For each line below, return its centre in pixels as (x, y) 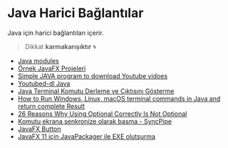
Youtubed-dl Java (44, 83)
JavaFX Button (39, 129)
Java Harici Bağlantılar (76, 13)
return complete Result (51, 106)
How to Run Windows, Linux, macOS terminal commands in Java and (119, 98)
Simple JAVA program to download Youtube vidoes (93, 75)
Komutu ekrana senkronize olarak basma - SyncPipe (95, 121)
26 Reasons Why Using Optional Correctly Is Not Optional (102, 113)
